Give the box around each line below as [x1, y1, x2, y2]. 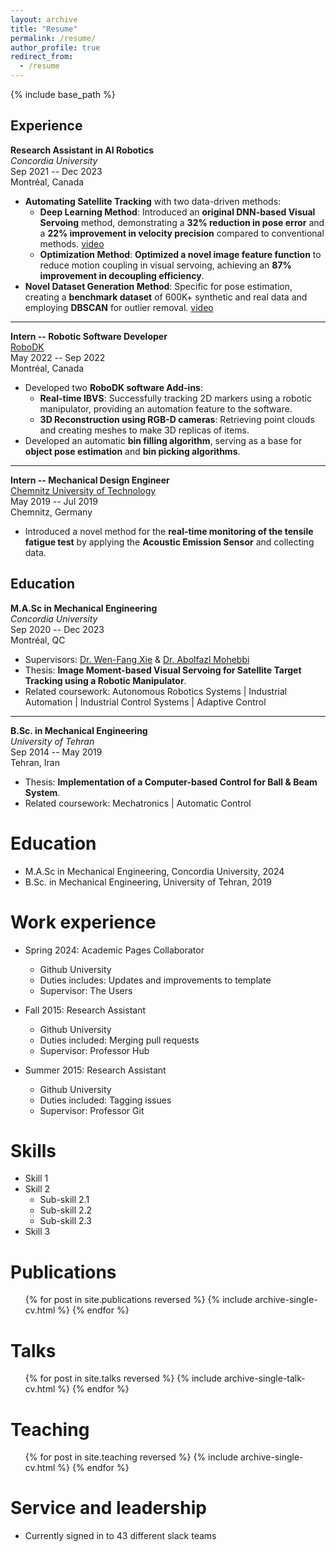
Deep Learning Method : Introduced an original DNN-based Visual [39, 206, 316, 218]
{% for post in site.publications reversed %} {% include [24, 1294, 253, 1306]
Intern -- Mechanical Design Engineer [10, 474, 170, 486]
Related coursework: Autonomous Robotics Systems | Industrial [24, 685, 288, 697]
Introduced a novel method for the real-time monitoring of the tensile [24, 525, 314, 537]
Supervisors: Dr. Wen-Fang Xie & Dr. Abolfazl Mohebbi [24, 653, 250, 665]
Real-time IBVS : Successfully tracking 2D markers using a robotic [39, 392, 312, 404]
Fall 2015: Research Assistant [24, 1004, 146, 1016]
